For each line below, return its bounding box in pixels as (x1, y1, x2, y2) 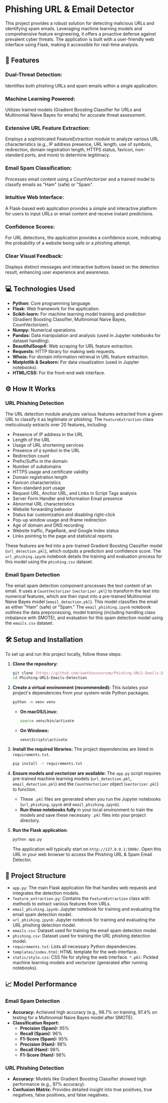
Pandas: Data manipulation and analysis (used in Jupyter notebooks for (12, 332, 161, 338)
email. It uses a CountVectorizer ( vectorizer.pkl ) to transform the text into (5, 588, 159, 594)
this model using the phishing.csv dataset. (5, 558, 94, 564)
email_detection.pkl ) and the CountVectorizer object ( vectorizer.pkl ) (12, 781, 159, 787)
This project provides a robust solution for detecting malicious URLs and (5, 20, 154, 26)
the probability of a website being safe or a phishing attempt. (5, 240, 131, 246)
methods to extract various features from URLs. (12, 900, 111, 906)
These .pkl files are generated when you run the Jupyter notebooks (20, 796, 161, 802)
